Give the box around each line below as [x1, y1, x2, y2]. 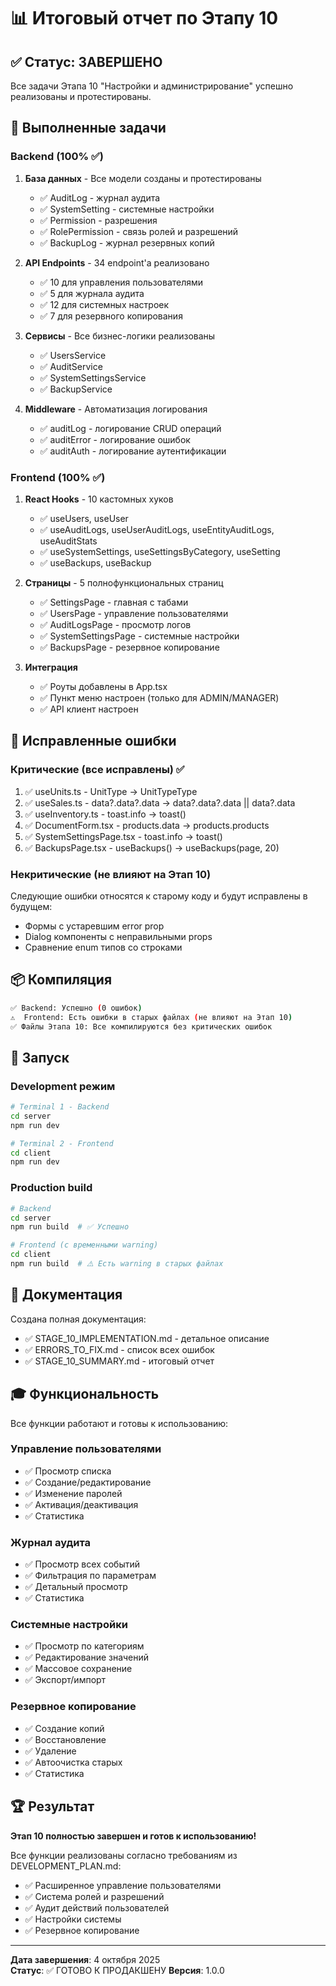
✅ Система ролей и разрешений [24, 1890, 165, 1902]
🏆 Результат [10, 1798, 95, 1815]
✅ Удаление [24, 1745, 77, 1757]
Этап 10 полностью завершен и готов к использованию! [10, 1830, 257, 1842]
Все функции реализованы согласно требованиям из [10, 1849, 238, 1861]
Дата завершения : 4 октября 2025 [10, 1953, 161, 1965]
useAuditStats [39, 535, 98, 547]
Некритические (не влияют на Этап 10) [10, 867, 212, 881]
